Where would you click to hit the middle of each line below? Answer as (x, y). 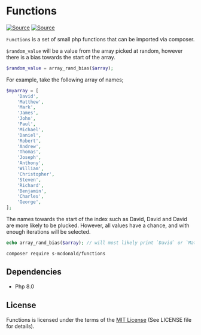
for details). (20, 326)
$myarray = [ (22, 90)
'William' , (31, 169)
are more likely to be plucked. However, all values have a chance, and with (98, 225)
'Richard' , (31, 185)
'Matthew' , (31, 102)
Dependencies (34, 272)
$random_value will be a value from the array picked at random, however (95, 51)
